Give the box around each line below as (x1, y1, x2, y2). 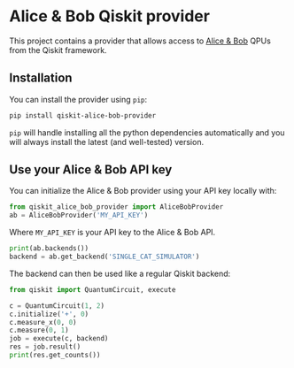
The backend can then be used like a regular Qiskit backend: (9, 268, 231, 279)
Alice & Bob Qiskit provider (9, 6, 211, 27)
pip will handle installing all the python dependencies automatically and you (9, 126, 285, 138)
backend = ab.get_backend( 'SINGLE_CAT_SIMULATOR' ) (9, 252, 200, 262)
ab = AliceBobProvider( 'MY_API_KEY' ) (9, 211, 149, 220)
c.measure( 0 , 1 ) (9, 326, 69, 335)
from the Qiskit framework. (9, 44, 108, 55)
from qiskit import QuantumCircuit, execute (9, 285, 176, 294)
